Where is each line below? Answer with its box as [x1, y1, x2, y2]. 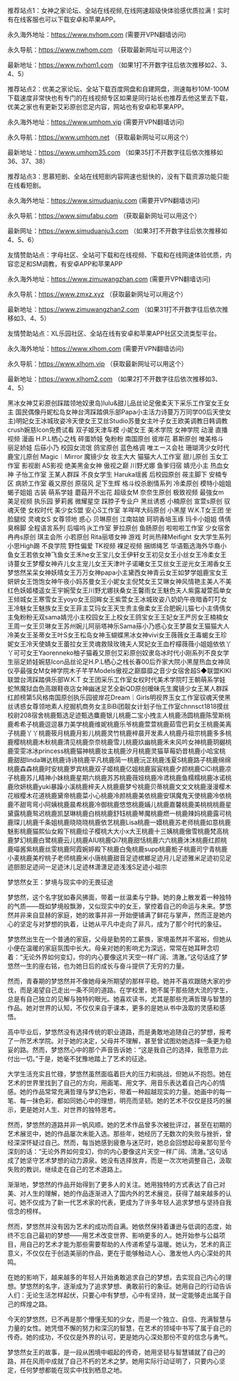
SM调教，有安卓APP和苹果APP [31, 260, 123, 268]
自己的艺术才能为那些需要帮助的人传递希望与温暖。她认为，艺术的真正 [26, 1240, 232, 1248]
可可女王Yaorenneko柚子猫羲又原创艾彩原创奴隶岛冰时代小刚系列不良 [13, 649, 217, 657]
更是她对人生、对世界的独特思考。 [19, 1106, 119, 1113]
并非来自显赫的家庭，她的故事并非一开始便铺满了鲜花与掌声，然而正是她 [13, 911, 225, 919]
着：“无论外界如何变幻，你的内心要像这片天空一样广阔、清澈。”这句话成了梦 [7, 953, 228, 961]
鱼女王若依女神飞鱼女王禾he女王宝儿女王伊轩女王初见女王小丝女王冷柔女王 [7, 550, 227, 559]
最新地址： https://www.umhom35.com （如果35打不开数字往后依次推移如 [7, 148, 223, 156]
